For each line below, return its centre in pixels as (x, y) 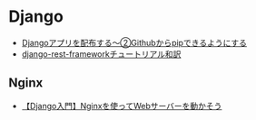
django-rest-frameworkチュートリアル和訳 (101, 54)
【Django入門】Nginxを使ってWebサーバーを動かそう (122, 106)
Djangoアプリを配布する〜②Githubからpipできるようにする (134, 42)
